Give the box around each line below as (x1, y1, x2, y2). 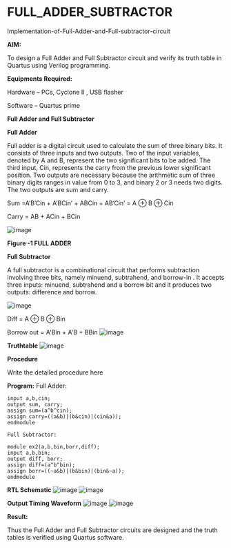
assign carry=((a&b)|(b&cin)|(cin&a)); (7, 413, 122, 420)
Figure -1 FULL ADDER (7, 239, 72, 247)
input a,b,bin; (7, 449, 51, 456)
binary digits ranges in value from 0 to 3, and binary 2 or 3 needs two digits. (7, 178, 223, 187)
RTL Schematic (7, 485, 52, 494)
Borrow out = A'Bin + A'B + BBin (7, 328, 98, 336)
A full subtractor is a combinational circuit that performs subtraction (7, 265, 200, 274)
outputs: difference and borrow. (7, 287, 97, 296)
